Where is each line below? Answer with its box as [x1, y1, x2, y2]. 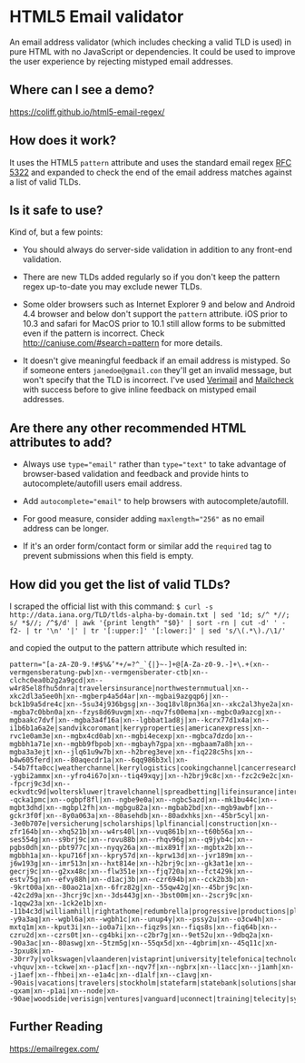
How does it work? [9, 133, 117, 148]
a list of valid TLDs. [9, 176, 82, 187]
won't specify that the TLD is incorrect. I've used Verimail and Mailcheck [22, 375, 294, 386]
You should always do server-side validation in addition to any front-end [22, 244, 293, 256]
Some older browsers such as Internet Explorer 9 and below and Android [22, 299, 296, 310]
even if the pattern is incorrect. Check [22, 328, 165, 339]
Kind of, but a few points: [9, 227, 103, 238]
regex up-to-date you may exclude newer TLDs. [22, 281, 202, 292]
